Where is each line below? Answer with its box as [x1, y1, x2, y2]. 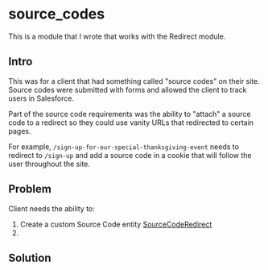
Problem [8, 182, 52, 196]
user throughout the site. [8, 159, 91, 168]
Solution [8, 251, 52, 264]
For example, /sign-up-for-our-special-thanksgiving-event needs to [8, 142, 240, 152]
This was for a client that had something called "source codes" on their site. [8, 76, 260, 85]
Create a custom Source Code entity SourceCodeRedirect [19, 219, 212, 229]
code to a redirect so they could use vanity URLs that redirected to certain [8, 118, 254, 127]
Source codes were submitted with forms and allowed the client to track [8, 85, 247, 94]
